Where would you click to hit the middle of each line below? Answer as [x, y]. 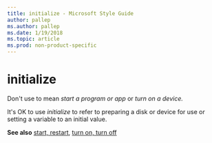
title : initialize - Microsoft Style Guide [71, 13]
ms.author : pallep [33, 26]
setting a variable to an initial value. [57, 119]
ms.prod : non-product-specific [52, 45]
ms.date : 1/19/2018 [35, 33]
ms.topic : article [33, 39]
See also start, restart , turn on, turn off [62, 132]
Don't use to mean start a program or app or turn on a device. [95, 98]
